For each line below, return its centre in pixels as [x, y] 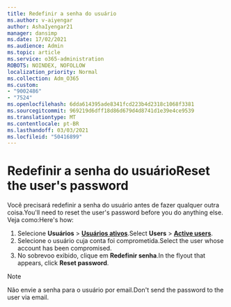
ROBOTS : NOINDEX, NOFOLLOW [46, 65]
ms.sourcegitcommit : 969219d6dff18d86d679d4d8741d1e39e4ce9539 [101, 111]
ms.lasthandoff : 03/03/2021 [48, 130]
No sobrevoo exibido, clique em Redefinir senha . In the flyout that [111, 255]
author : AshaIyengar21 [40, 26]
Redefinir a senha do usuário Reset [109, 171]
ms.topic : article [34, 53]
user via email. [28, 297]
